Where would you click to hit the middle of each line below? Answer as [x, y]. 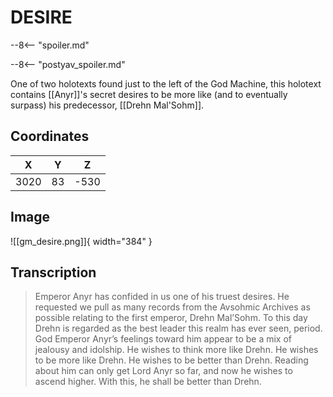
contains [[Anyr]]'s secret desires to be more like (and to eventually [149, 94]
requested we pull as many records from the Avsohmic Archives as [172, 307]
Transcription [53, 272]
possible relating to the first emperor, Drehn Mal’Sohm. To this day [171, 318]
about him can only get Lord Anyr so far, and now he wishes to [163, 371]
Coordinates [50, 136]
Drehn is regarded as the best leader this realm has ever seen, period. [178, 328]
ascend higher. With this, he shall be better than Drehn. [148, 382]
